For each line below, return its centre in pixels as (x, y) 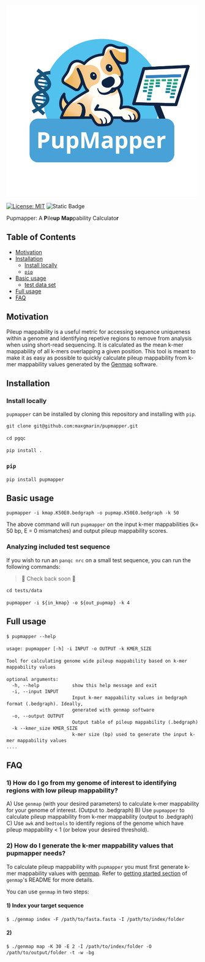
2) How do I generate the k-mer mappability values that (90, 846)
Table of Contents (41, 237)
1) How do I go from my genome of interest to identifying (91, 783)
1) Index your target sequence (45, 906)
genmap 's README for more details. (50, 879)
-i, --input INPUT (35, 691)
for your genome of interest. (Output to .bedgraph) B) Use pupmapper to (95, 810)
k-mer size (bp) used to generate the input (130, 734)
